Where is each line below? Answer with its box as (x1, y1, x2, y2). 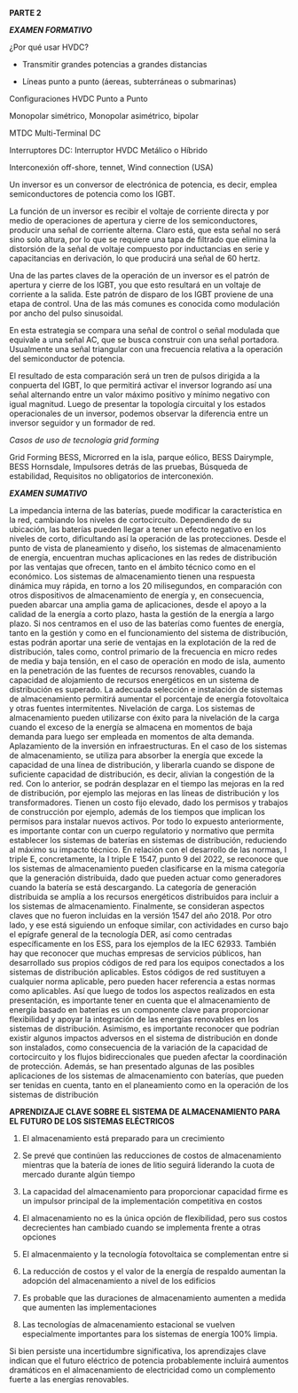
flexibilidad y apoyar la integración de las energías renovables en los (9, 1014, 259, 1024)
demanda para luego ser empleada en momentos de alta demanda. (9, 732, 255, 741)
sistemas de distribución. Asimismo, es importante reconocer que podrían (9, 1023, 279, 1034)
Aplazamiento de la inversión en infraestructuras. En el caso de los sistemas (9, 740, 287, 751)
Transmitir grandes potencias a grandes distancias (21, 59, 208, 69)
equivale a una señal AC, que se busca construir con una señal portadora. (9, 334, 279, 345)
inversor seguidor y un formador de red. (9, 418, 156, 428)
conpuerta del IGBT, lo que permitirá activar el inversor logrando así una (9, 380, 272, 390)
